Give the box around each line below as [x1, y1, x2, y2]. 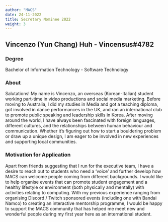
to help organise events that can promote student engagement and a [5, 179, 147, 185]
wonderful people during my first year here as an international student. [5, 211, 152, 217]
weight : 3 [5, 21, 26, 27]
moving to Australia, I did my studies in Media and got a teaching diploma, [5, 101, 158, 107]
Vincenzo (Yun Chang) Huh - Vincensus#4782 [5, 40, 154, 48]
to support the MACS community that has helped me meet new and [5, 205, 145, 211]
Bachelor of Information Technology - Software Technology [5, 66, 129, 72]
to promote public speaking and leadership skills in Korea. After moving [5, 112, 153, 118]
